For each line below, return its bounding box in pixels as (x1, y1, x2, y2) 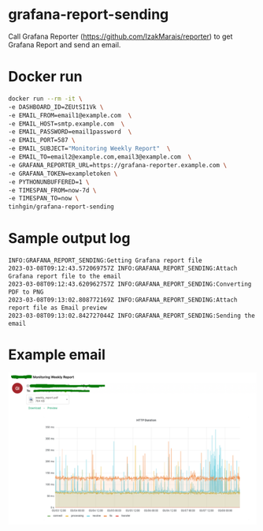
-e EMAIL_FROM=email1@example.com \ (8, 111, 132, 119)
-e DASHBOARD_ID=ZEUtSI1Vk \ (8, 103, 104, 111)
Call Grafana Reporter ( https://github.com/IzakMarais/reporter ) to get (8, 32, 233, 41)
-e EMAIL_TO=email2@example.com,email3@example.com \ (8, 153, 192, 161)
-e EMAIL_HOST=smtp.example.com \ (8, 120, 125, 128)
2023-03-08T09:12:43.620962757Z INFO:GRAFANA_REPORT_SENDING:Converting (8, 280, 252, 289)
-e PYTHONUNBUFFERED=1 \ (8, 178, 90, 186)
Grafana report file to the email (8, 272, 122, 281)
